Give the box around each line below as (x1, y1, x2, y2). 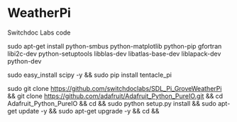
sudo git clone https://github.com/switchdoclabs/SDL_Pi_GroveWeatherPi (7, 84, 222, 92)
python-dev (7, 56, 42, 65)
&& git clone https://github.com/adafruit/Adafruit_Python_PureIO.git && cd (7, 92, 224, 100)
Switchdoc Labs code (7, 28, 71, 37)
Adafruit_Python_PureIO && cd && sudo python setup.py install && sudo (7, 99, 216, 107)
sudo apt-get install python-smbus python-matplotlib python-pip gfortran (7, 42, 222, 50)
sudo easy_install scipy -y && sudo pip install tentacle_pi (7, 71, 172, 79)
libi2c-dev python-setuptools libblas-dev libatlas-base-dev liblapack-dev (7, 49, 221, 58)
